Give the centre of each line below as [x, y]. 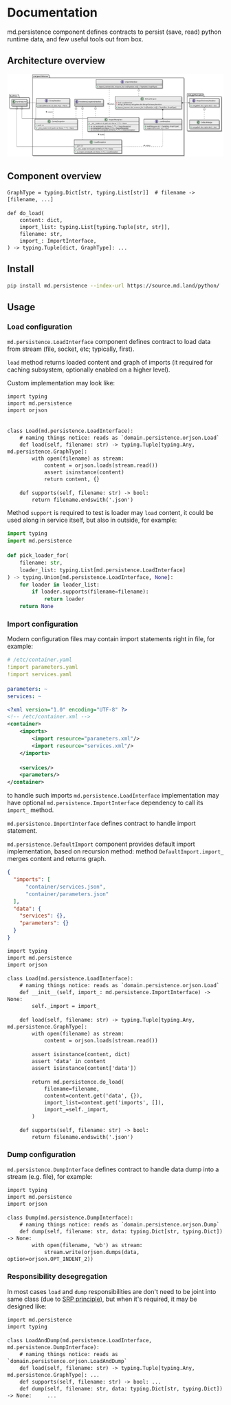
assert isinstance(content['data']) [84, 1068]
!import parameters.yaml [43, 667]
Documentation [53, 13]
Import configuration [43, 624]
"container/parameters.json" [67, 894]
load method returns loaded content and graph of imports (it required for [110, 363]
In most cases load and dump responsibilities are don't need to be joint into [112, 1291]
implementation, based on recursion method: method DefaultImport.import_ [115, 851]
